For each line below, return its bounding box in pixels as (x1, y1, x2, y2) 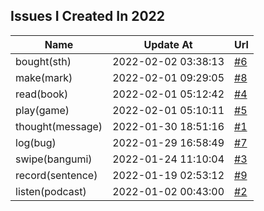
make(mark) (15, 70, 73, 84)
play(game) (15, 103, 70, 117)
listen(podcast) (15, 184, 87, 198)
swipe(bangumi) (15, 152, 93, 166)
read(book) (15, 87, 69, 101)
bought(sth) (15, 54, 72, 68)
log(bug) (15, 135, 57, 149)
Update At (143, 37, 193, 51)
